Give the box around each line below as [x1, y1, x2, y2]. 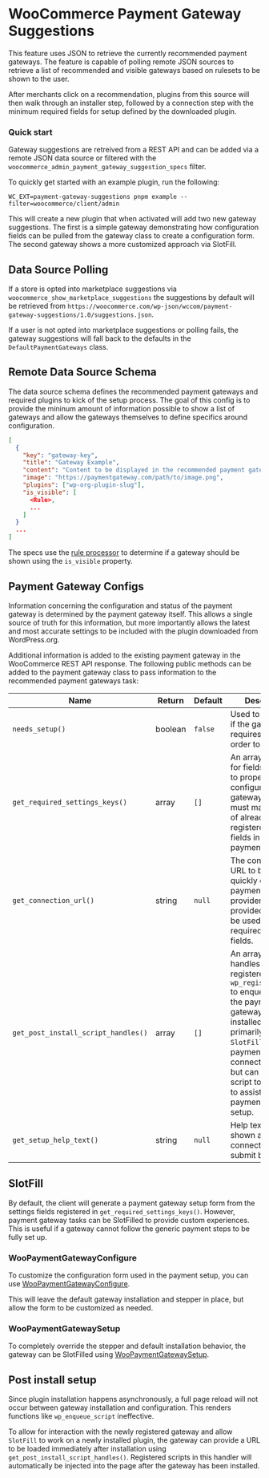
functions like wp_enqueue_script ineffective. [8, 1411, 155, 1421]
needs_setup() [12, 724, 66, 734]
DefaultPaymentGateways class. [8, 342, 109, 352]
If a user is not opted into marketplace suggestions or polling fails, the [8, 326, 239, 335]
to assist [230, 1086, 263, 1097]
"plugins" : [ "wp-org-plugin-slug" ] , [22, 481, 146, 489]
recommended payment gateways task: [8, 675, 139, 686]
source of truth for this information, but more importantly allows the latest [8, 618, 251, 627]
